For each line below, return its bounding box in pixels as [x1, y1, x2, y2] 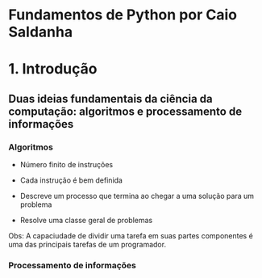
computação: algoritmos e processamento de [8, 104, 243, 118]
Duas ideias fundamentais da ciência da [8, 91, 213, 106]
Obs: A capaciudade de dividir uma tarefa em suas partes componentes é [8, 231, 254, 241]
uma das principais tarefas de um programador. [8, 240, 167, 250]
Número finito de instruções [19, 160, 114, 170]
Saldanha [8, 23, 73, 41]
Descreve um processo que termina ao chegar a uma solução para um [19, 192, 254, 201]
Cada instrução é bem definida [19, 175, 123, 185]
